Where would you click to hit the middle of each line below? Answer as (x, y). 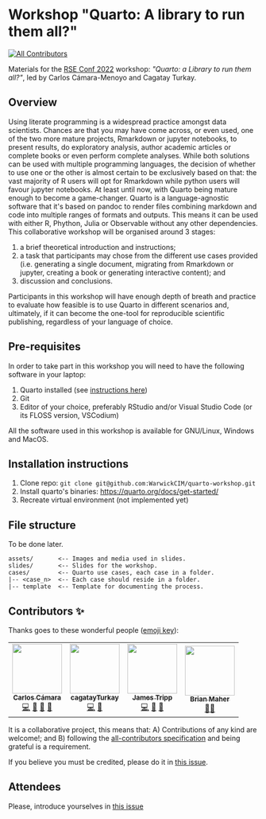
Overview (33, 102)
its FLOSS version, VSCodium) (69, 415)
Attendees (35, 787)
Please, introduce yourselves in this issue (76, 806)
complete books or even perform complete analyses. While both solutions (129, 155)
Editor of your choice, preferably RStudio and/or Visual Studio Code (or (136, 407)
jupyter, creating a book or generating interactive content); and (123, 272)
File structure (42, 525)
